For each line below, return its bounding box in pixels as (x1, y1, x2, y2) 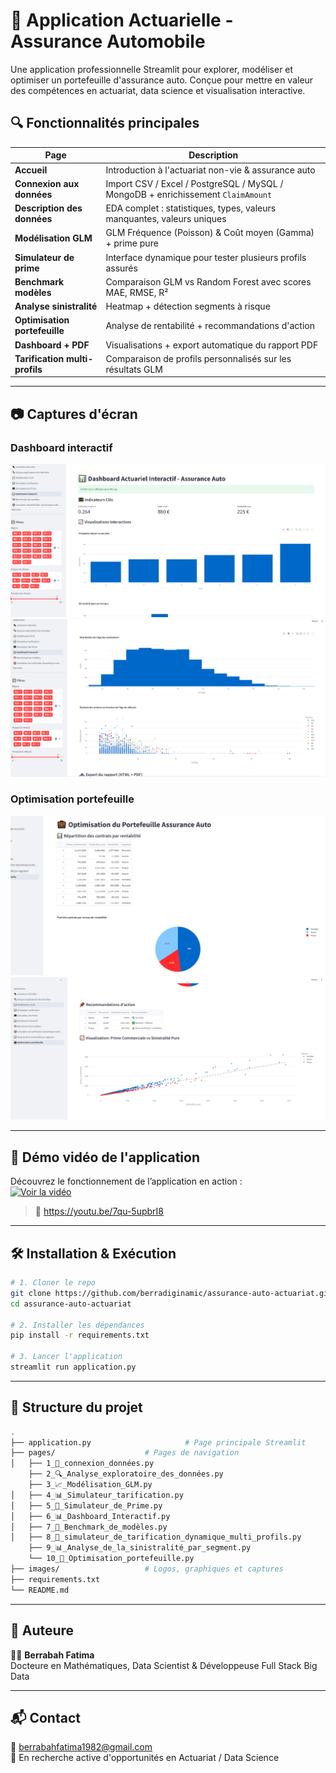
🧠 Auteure (10, 1622, 75, 1639)
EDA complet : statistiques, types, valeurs (105, 202, 277, 214)
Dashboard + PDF (14, 339, 90, 351)
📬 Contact (10, 1709, 81, 1726)
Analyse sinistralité (14, 300, 98, 312)
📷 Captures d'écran (10, 405, 138, 423)
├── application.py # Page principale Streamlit (10, 1437, 307, 1448)
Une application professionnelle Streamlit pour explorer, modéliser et (10, 63, 294, 75)
